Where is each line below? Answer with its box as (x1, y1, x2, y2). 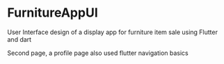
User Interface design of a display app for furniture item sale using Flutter (7, 28, 218, 36)
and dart (7, 35, 32, 43)
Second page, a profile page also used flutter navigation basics (7, 49, 189, 57)
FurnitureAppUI (7, 5, 99, 21)
